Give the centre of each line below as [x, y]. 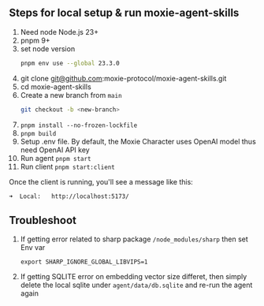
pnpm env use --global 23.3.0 [70, 63]
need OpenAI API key [55, 150]
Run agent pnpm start [56, 158]
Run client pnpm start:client [67, 166]
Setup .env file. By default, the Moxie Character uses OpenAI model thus [138, 141]
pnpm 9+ [35, 40]
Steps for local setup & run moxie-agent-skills [124, 13]
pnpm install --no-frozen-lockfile [79, 125]
